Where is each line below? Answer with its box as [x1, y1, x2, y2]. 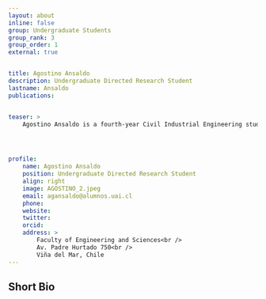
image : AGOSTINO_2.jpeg [22, 184, 101, 192]
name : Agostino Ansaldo [22, 163, 101, 171]
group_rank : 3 [8, 33, 55, 42]
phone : [22, 199, 44, 207]
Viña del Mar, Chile [36, 251, 104, 259]
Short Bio [8, 280, 55, 293]
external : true [8, 48, 59, 56]
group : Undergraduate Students [8, 26, 112, 34]
